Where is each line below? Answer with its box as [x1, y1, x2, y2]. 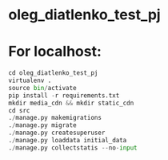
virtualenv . [8, 76, 52, 84]
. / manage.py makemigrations [8, 114, 102, 122]
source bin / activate [8, 84, 78, 92]
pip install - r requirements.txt [8, 91, 120, 100]
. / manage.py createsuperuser [8, 129, 106, 137]
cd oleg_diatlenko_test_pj [8, 69, 98, 77]
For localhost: [8, 43, 102, 61]
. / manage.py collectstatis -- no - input [8, 143, 138, 152]
